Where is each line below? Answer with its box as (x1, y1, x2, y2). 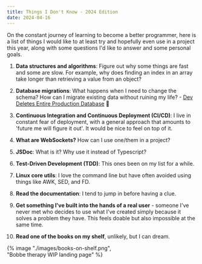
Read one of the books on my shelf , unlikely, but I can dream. (15, 232, 170, 240)
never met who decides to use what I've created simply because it (15, 208, 181, 215)
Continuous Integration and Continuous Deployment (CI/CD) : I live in (15, 112, 191, 119)
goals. (7, 50, 22, 58)
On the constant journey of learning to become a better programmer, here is (7, 31, 197, 38)
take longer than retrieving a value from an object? (15, 75, 142, 83)
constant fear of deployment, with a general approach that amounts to (15, 118, 191, 125)
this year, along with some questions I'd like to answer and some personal (7, 44, 191, 52)
